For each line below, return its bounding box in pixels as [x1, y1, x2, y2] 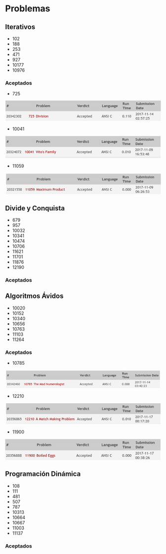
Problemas [5, 3, 50, 14]
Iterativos [5, 23, 36, 31]
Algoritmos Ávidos [5, 292, 64, 300]
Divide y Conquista [5, 204, 65, 213]
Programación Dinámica [5, 470, 81, 478]
